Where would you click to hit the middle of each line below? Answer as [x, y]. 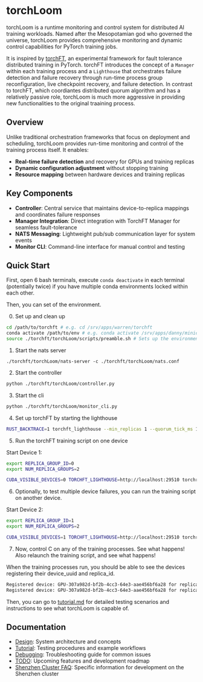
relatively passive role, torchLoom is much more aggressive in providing [96, 97]
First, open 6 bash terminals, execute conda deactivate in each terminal [95, 280]
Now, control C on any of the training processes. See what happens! [100, 549]
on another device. [38, 498]
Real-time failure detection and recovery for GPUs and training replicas [105, 162]
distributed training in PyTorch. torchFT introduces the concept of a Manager [100, 65]
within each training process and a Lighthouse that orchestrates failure [94, 71]
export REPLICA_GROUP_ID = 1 [40, 521]
